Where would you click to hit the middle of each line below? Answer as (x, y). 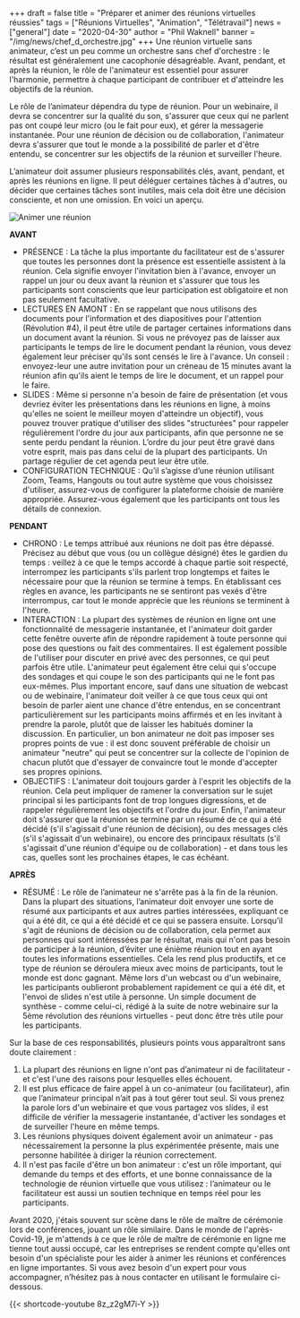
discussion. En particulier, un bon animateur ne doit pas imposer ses (148, 734)
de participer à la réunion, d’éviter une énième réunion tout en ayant (147, 949)
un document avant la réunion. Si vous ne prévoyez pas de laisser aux (151, 338)
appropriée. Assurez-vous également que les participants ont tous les (151, 499)
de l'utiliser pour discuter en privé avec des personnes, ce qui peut (146, 658)
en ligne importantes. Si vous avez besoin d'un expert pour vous (128, 1267)
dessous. (26, 1287)
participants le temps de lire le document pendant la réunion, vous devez (157, 347)
